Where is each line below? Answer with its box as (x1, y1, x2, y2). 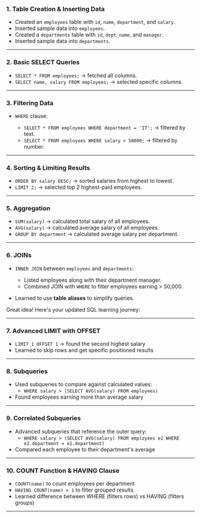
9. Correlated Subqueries (6, 414, 81, 423)
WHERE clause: (14, 112, 48, 119)
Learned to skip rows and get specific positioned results (14, 347, 154, 354)
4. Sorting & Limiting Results (6, 164, 90, 172)
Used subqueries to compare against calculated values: (14, 381, 153, 388)
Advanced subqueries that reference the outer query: (14, 427, 147, 435)
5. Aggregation (6, 204, 51, 213)
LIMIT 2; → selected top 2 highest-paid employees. (14, 183, 142, 191)
